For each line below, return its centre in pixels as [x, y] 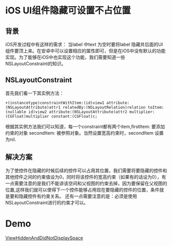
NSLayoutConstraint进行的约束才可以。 [47, 202]
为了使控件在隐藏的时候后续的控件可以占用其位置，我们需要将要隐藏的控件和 [86, 171]
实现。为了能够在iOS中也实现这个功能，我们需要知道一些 [65, 57]
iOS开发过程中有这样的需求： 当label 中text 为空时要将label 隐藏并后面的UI [84, 44]
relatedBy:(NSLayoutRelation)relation [104, 107]
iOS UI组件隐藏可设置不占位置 [68, 11]
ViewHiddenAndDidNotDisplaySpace [44, 238]
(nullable [16, 112]
